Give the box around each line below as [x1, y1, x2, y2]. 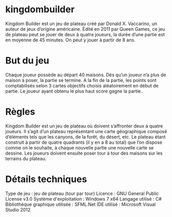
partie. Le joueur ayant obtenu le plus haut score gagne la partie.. [5, 88, 144, 94]
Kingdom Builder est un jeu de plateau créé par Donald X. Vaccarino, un [5, 20, 158, 27]
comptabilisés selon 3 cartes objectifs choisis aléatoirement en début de [5, 82, 159, 89]
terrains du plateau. [5, 155, 47, 162]
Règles [5, 106, 35, 118]
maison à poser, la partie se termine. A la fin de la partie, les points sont [5, 77, 157, 83]
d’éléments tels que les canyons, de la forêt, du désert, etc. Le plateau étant [5, 134, 166, 140]
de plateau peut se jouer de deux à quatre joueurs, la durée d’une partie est [5, 31, 165, 37]
